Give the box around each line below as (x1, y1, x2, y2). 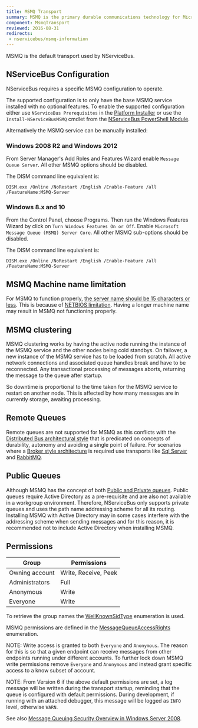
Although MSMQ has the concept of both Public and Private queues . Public (6, 486, 189, 493)
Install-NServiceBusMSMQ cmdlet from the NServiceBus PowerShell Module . (6, 115, 190, 122)
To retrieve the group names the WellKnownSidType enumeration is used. (6, 613, 185, 620)
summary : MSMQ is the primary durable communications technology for (6, 14, 181, 20)
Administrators (9, 578, 50, 587)
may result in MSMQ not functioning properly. (6, 308, 117, 315)
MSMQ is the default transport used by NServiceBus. (6, 53, 135, 59)
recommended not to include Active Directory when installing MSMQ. (6, 524, 174, 531)
